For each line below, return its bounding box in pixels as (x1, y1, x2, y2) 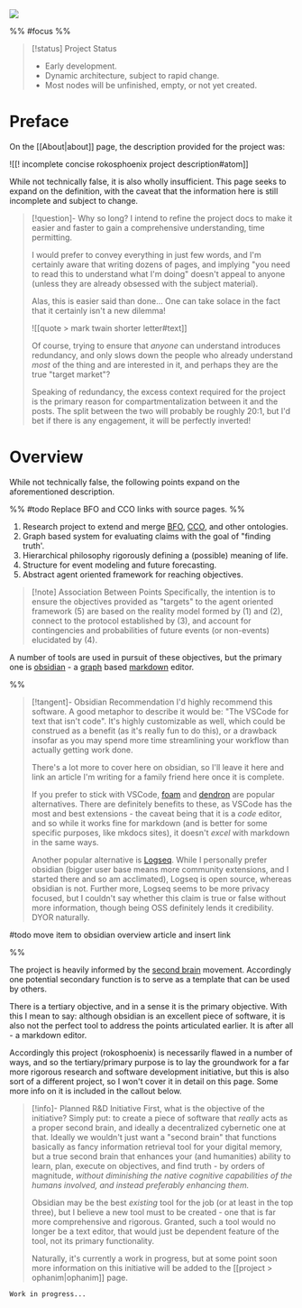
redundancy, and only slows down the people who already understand (31, 349, 293, 360)
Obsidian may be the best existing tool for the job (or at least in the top (31, 1197, 294, 1208)
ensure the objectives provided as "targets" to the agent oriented (31, 595, 274, 607)
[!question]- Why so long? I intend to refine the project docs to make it (31, 212, 293, 224)
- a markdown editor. (9, 1029, 87, 1040)
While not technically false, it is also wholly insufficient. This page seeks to (9, 176, 287, 187)
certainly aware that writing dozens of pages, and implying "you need (31, 259, 290, 270)
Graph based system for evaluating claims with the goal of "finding (22, 530, 271, 541)
